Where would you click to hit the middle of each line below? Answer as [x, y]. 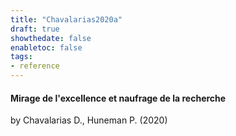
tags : [21, 57]
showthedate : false [51, 38]
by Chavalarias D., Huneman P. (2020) [89, 120]
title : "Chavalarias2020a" [66, 19]
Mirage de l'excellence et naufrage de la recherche [118, 98]
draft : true [35, 29]
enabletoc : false [46, 47]
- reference [35, 66]
